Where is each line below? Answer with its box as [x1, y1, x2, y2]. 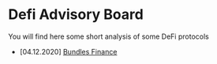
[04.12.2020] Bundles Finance [19, 47, 118, 56]
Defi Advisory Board [8, 6, 144, 24]
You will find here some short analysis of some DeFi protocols [8, 32, 209, 41]
